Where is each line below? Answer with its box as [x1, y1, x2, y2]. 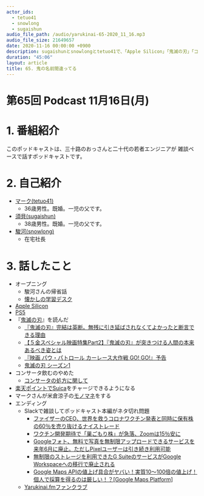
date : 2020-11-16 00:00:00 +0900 [6, 43, 91, 49]
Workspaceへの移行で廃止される [33, 461, 115, 468]
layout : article [6, 60, 47, 66]
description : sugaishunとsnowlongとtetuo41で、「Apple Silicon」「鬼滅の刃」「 [6, 49, 194, 55]
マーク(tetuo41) [15, 197, 54, 204]
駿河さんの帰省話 [24, 288, 67, 295]
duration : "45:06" [6, 54, 53, 60]
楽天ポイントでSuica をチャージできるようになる [15, 385, 135, 392]
